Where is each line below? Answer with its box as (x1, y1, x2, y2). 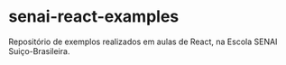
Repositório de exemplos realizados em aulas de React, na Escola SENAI (8, 36, 278, 47)
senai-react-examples (8, 6, 180, 27)
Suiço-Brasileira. (8, 45, 70, 56)
